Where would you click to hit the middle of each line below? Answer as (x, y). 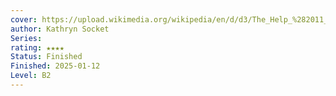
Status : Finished (46, 57)
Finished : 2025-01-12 (55, 66)
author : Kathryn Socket (60, 29)
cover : (24, 19)
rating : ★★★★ (37, 47)
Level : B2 (31, 76)
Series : (26, 38)
